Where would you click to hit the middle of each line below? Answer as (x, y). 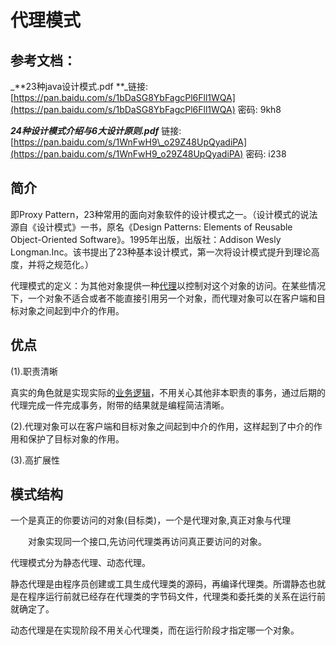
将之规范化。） (65, 264)
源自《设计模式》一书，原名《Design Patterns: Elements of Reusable (151, 227)
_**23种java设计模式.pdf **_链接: (79, 86)
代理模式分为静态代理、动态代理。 (80, 563)
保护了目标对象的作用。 (76, 438)
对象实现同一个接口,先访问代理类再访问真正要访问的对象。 (147, 542)
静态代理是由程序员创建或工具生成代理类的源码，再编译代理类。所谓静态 (159, 584)
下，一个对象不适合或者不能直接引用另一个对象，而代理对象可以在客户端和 (163, 298)
